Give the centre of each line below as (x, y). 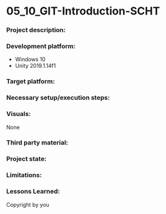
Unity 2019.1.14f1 (35, 66)
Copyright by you (28, 204)
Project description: (36, 30)
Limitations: (24, 175)
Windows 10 (30, 59)
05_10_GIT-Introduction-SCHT (83, 11)
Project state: (27, 159)
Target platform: (31, 82)
